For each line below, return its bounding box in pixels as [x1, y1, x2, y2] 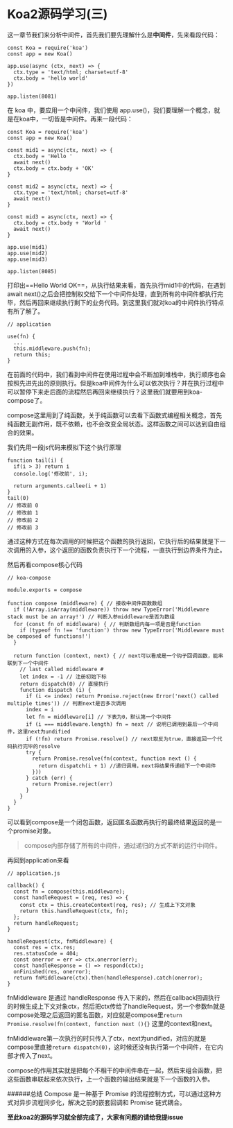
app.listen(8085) [7, 268, 58, 275]
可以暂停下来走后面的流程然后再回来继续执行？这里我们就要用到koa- [7, 388, 203, 396]
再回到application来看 [7, 856, 69, 864]
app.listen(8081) [7, 93, 58, 100]
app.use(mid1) [7, 243, 49, 250]
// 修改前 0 [7, 502, 39, 509]
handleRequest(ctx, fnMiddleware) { [7, 937, 113, 945]
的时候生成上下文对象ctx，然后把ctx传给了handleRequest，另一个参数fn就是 [7, 1002, 225, 1010]
